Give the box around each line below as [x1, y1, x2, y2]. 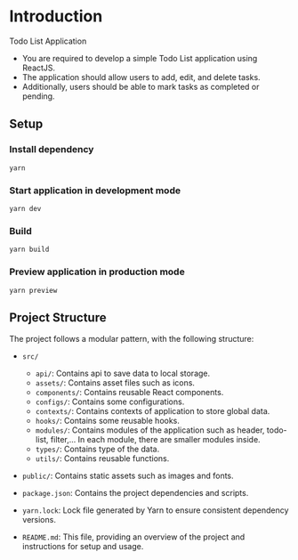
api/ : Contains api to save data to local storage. [35, 368, 211, 379]
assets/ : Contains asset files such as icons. [35, 377, 196, 388]
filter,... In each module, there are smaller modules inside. [50, 434, 261, 445]
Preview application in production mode [9, 265, 185, 278]
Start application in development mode [9, 184, 181, 197]
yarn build [9, 245, 50, 255]
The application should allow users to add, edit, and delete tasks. [21, 71, 261, 82]
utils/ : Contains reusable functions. [35, 453, 170, 464]
